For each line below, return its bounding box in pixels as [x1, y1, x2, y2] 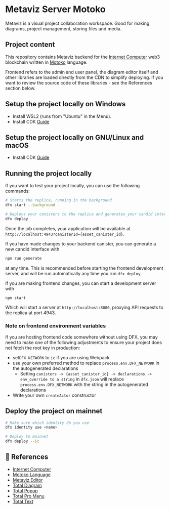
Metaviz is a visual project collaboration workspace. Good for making [5, 20, 150, 26]
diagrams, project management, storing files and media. [5, 25, 122, 31]
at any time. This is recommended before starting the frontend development [5, 265, 163, 271]
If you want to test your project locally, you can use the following [5, 183, 140, 189]
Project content [5, 40, 55, 49]
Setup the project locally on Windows [5, 100, 126, 108]
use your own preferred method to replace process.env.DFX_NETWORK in [12, 360, 160, 366]
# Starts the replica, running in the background [5, 198, 112, 203]
